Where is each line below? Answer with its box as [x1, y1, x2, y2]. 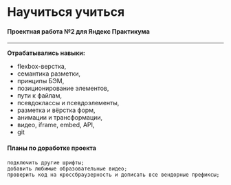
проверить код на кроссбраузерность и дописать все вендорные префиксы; [7, 171, 220, 178]
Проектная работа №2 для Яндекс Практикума [7, 27, 150, 35]
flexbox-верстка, [16, 63, 67, 71]
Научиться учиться [7, 4, 125, 20]
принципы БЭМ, [16, 77, 65, 85]
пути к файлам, [16, 91, 62, 100]
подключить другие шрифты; [7, 159, 85, 166]
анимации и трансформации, [16, 113, 103, 122]
